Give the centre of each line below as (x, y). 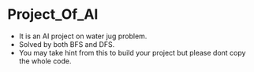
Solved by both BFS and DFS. (67, 44)
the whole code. (45, 61)
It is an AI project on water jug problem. (83, 36)
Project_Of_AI (53, 14)
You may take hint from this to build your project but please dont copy (132, 52)
